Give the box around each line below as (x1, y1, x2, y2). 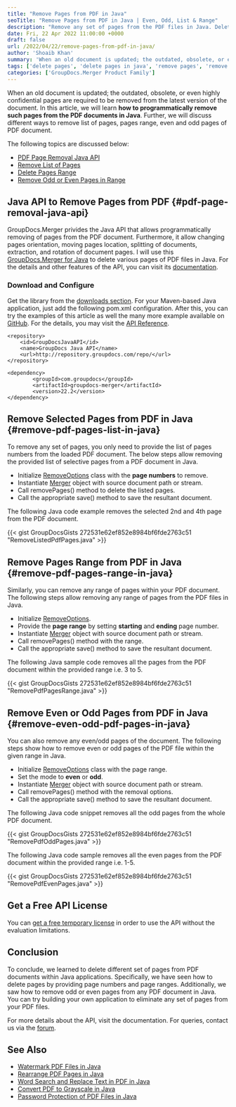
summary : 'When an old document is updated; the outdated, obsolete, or (7, 56, 225, 63)
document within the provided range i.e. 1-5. (7, 859, 136, 867)
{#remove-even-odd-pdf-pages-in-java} (7, 718, 191, 730)
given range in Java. (7, 752, 66, 760)
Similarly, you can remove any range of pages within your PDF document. (7, 586, 220, 594)
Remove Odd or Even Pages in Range (17, 175, 126, 184)
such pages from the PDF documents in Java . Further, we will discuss (7, 110, 212, 120)
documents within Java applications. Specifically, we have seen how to (7, 972, 213, 981)
